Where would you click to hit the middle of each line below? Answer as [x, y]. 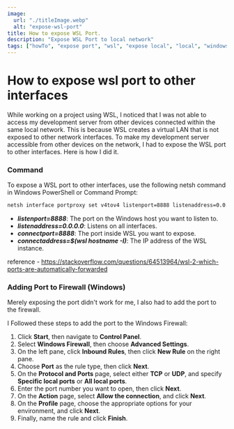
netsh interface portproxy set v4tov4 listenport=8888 [88, 205]
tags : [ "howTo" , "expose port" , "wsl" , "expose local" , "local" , [104, 46]
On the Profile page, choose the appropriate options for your [105, 404]
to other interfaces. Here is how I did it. [63, 151]
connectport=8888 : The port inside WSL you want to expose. [107, 234]
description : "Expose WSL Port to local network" [81, 40]
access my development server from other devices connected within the [111, 122]
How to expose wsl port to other [102, 81]
